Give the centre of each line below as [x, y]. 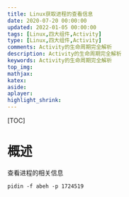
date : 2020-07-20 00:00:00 [47, 21]
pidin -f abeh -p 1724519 [45, 186]
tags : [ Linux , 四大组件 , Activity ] [55, 34]
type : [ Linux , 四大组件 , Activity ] [55, 41]
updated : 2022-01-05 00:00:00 [52, 27]
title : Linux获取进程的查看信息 [50, 14]
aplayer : [20, 94]
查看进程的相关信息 [35, 173]
